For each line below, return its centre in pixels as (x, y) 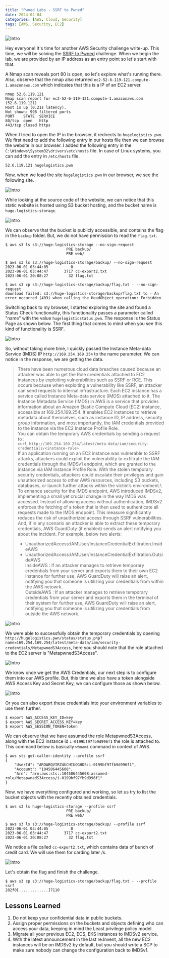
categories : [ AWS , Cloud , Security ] (44, 19)
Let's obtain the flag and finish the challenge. (52, 872)
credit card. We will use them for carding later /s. (56, 852)
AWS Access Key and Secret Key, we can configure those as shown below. (83, 684)
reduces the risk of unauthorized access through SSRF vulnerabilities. (90, 518)
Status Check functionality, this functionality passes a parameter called (79, 313)
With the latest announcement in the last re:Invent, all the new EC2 (81, 939)
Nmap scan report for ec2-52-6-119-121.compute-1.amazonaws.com (74, 99)
